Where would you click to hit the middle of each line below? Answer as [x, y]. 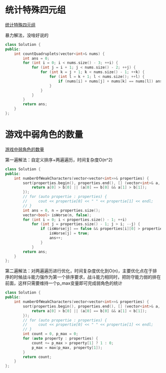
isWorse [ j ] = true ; [69, 233]
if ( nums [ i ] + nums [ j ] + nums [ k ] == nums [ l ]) [106, 81]
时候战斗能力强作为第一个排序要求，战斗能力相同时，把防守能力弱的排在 [87, 277]
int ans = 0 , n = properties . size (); [62, 210]
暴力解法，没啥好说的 [27, 35]
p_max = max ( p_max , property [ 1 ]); [67, 348]
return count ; [37, 357]
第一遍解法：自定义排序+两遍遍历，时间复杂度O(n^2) [59, 160]
